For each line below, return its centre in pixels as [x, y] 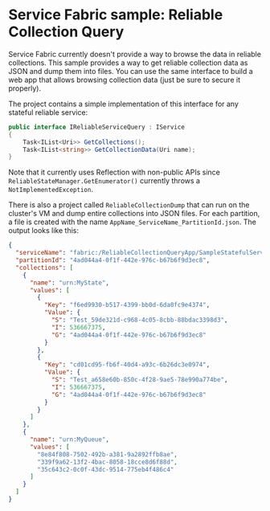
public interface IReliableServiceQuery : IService [96, 127]
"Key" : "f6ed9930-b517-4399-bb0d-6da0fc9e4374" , [127, 305]
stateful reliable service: [48, 112]
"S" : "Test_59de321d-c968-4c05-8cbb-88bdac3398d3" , [139, 320]
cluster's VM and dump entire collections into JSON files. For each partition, [134, 214]
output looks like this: [43, 231]
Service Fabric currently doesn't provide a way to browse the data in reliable [135, 54]
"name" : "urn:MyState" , [70, 283]
